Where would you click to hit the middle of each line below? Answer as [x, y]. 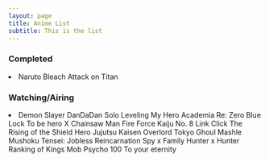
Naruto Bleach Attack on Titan [68, 77]
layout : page [30, 16]
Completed [31, 59]
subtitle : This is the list [56, 31]
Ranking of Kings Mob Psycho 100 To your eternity [93, 149]
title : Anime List [39, 23]
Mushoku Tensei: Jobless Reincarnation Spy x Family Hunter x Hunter [124, 140]
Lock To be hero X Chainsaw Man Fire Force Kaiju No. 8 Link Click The [126, 123]
